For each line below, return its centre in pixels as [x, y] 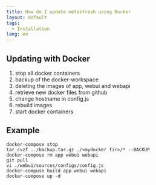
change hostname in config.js [52, 99]
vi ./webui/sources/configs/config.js [55, 165]
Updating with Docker [48, 59]
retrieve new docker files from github [61, 92]
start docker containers [44, 111]
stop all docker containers [47, 73]
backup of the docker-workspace [57, 80]
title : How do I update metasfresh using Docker [69, 12]
